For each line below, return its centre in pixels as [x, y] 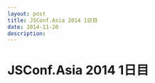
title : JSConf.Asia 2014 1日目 [53, 20]
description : [27, 33]
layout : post [27, 14]
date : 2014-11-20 [33, 27]
